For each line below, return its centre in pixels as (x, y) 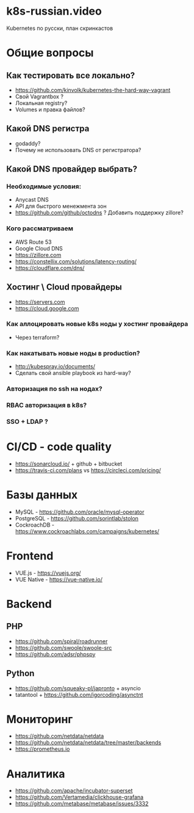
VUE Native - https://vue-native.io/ (59, 579)
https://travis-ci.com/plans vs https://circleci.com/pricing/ (88, 470)
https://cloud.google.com (47, 308)
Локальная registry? (41, 103)
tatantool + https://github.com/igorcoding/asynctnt (79, 695)
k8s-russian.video (54, 11)
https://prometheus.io (42, 749)
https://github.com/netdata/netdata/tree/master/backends (88, 743)
